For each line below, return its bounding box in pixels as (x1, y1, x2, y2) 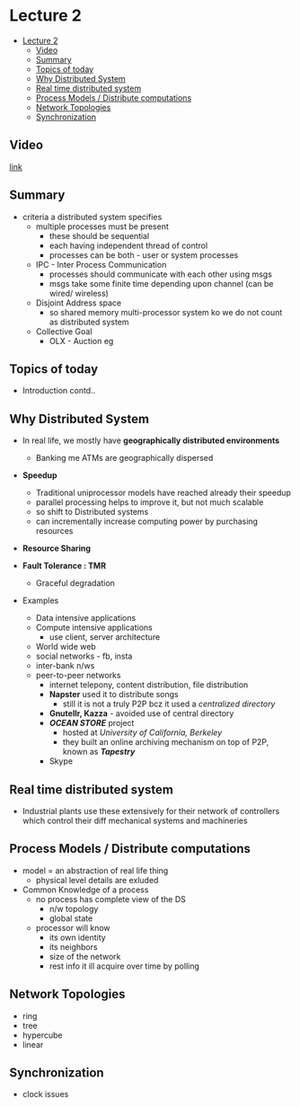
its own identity (49, 932, 106, 943)
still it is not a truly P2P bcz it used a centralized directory (62, 698, 276, 710)
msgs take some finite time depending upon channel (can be (49, 278, 274, 288)
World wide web (35, 642, 96, 652)
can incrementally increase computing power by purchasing (35, 516, 259, 527)
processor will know (35, 922, 110, 933)
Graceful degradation (35, 578, 115, 589)
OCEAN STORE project (49, 718, 135, 729)
